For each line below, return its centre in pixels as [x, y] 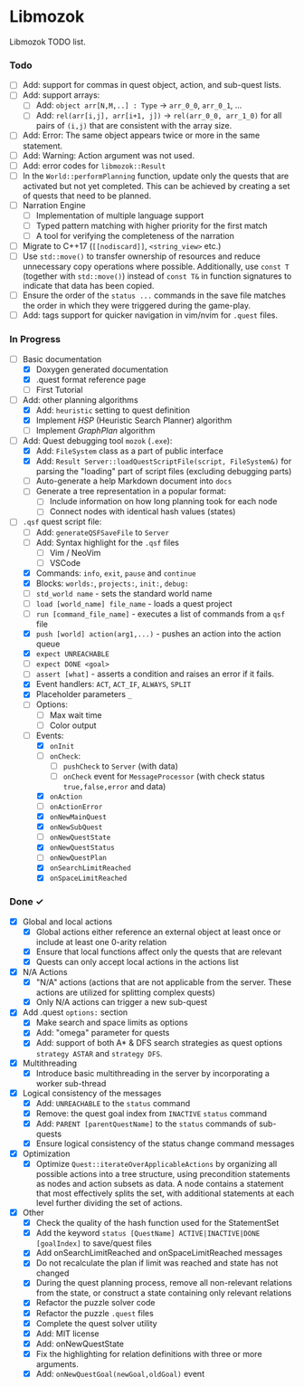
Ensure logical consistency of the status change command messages [165, 1143]
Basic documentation [62, 359]
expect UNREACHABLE [73, 655]
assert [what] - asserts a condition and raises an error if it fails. [155, 674]
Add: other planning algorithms [80, 399]
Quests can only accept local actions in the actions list [138, 962]
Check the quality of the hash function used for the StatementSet [157, 1223]
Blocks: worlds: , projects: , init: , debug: [112, 583]
